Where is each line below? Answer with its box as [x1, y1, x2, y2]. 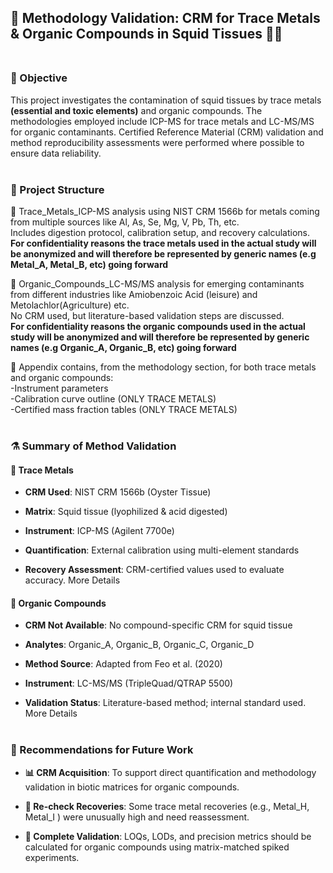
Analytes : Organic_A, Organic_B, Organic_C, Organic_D [24, 639, 255, 651]
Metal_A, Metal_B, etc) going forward [10, 258, 169, 270]
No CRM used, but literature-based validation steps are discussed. [10, 309, 285, 321]
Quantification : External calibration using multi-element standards [24, 544, 300, 556]
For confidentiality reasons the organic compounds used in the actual [10, 320, 306, 332]
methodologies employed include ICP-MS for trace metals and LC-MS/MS [10, 115, 315, 127]
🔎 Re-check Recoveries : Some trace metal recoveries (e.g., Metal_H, [24, 800, 310, 812]
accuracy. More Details [24, 574, 121, 586]
